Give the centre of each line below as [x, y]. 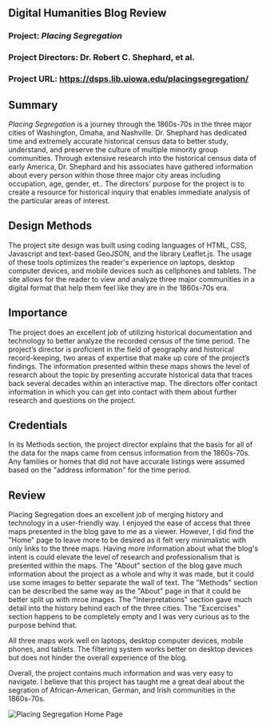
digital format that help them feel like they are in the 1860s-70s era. [119, 287]
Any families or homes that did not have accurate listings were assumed [127, 462]
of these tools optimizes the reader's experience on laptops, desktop [122, 262]
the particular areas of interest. [59, 200]
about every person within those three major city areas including [115, 175]
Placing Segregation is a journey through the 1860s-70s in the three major [130, 124]
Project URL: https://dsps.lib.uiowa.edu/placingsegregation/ [129, 79]
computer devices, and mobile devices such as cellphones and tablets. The [133, 271]
